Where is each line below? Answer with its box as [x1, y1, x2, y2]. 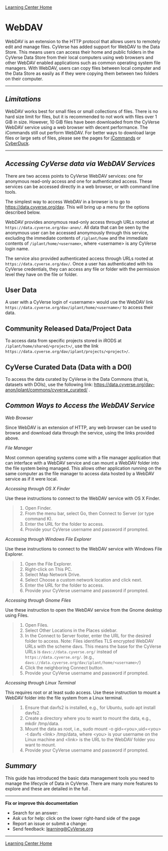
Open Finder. [24, 505, 52, 511]
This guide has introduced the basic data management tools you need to [5, 775, 155, 781]
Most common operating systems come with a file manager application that [5, 454, 161, 461]
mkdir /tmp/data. [24, 720, 59, 727]
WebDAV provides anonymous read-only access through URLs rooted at [5, 219, 154, 225]
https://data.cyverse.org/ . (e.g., [24, 654, 94, 660]
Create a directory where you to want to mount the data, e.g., [24, 715, 151, 721]
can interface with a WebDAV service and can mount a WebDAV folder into [5, 460, 159, 466]
